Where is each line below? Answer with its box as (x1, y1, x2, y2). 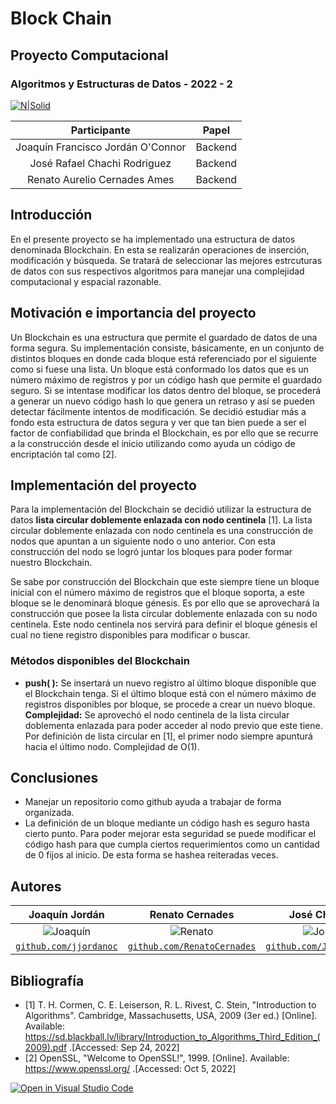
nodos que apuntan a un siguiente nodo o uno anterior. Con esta (10, 535, 276, 547)
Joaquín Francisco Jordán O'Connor (15, 140, 187, 154)
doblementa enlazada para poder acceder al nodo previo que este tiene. (24, 719, 323, 731)
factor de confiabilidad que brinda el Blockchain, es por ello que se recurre (10, 427, 319, 439)
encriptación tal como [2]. (10, 448, 117, 460)
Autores (10, 878, 62, 895)
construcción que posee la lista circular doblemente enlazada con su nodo (10, 608, 318, 620)
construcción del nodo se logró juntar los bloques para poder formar (10, 546, 293, 558)
